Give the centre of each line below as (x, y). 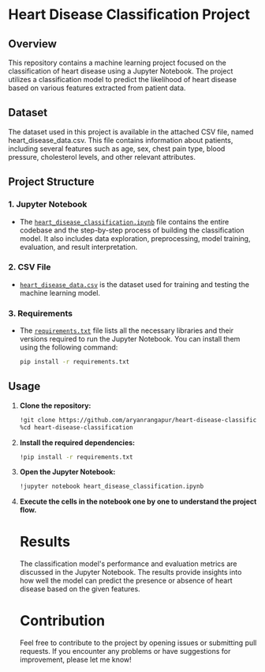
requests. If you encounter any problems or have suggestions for (125, 651)
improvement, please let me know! (75, 660)
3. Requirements (41, 313)
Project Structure (51, 182)
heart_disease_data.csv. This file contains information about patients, (121, 140)
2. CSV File (30, 267)
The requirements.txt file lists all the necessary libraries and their (127, 330)
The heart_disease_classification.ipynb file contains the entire (124, 221)
